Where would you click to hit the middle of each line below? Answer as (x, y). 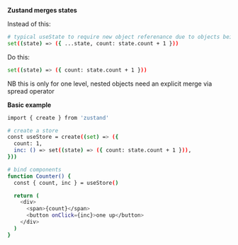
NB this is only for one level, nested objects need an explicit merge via (110, 84)
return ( (27, 195)
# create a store (33, 130)
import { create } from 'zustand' (58, 118)
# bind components (34, 169)
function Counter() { (39, 176)
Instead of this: (29, 24)
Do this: (19, 57)
